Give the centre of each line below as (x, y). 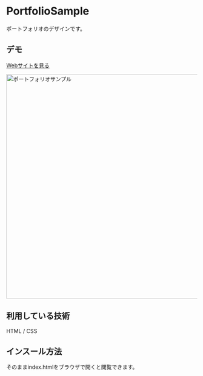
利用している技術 (38, 316)
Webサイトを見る (28, 65)
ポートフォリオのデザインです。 (46, 28)
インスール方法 (34, 351)
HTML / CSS (22, 331)
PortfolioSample (48, 11)
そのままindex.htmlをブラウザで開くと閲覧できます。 (72, 367)
